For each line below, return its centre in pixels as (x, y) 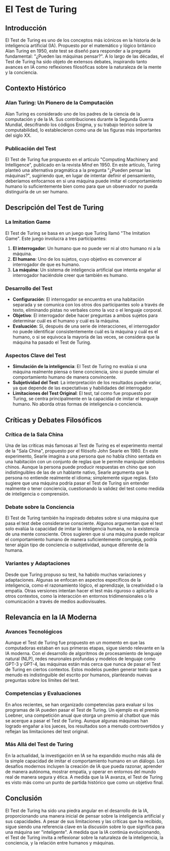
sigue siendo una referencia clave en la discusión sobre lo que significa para (85, 827)
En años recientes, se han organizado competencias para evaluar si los (79, 704)
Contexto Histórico (36, 88)
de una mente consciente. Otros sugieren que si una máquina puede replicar (85, 534)
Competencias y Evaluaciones (43, 694)
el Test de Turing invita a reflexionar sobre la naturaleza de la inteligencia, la (84, 837)
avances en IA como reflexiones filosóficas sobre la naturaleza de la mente (83, 67)
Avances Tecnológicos (34, 631)
